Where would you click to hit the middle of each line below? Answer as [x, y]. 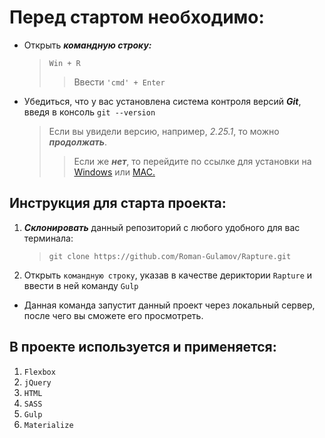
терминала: [48, 238]
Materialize [48, 425]
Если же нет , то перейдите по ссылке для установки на [192, 161]
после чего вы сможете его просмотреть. [113, 315]
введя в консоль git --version [89, 112]
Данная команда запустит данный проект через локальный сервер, [169, 305]
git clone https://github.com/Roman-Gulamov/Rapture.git [170, 256]
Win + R [64, 63]
